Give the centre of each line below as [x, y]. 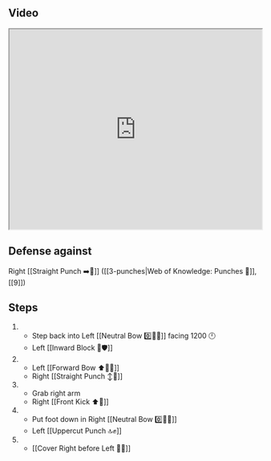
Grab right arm [56, 393]
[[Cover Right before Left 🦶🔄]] [81, 448]
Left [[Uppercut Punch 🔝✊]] [77, 431]
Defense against [50, 251]
